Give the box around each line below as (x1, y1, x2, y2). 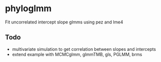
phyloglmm (5, 3, 52, 14)
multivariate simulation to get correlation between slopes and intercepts (12, 46, 156, 52)
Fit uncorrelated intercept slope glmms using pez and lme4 (5, 19, 123, 25)
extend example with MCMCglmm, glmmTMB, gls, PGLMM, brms (12, 51, 143, 57)
